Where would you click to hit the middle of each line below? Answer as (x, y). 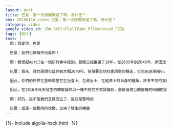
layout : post (19, 10)
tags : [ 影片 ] (18, 34)
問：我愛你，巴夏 (25, 44)
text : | (14, 39)
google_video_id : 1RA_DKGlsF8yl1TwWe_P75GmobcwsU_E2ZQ (65, 29)
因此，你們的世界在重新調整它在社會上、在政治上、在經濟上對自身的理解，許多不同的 (86, 81)
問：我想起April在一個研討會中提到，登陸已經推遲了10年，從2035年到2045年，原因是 (88, 62)
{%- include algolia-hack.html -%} (41, 123)
